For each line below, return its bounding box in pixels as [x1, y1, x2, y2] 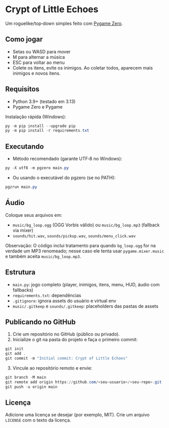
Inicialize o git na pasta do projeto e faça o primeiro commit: [12, 337, 138, 343]
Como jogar [5, 35, 43, 44]
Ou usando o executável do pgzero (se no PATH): [12, 175, 116, 181]
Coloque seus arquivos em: [5, 212, 62, 218]
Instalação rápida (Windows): [5, 113, 67, 120]
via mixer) [12, 227, 34, 233]
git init [5, 346, 24, 351]
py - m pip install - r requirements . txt [5, 128, 90, 133]
